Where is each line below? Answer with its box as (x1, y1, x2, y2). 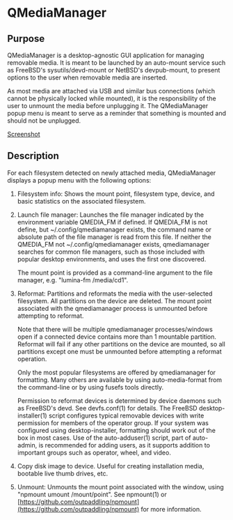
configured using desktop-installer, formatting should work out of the (17, 426, 216, 434)
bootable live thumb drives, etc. (17, 469, 109, 477)
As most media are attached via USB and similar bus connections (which (7, 87, 216, 95)
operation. (17, 354, 47, 363)
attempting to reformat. (17, 312, 84, 320)
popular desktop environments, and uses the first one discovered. (17, 254, 207, 263)
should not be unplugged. (7, 116, 81, 125)
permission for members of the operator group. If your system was (17, 418, 209, 427)
